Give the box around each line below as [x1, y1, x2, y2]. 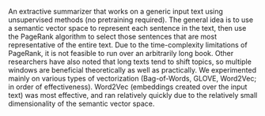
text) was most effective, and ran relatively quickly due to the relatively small [8, 91, 258, 99]
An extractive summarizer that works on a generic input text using [8, 7, 224, 16]
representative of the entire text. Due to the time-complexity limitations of [8, 40, 248, 50]
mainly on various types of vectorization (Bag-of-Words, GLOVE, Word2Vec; [8, 74, 257, 83]
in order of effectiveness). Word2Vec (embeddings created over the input [8, 82, 248, 92]
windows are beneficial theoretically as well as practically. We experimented [8, 65, 257, 74]
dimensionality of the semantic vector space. [8, 99, 155, 108]
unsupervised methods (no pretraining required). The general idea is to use [8, 15, 254, 24]
